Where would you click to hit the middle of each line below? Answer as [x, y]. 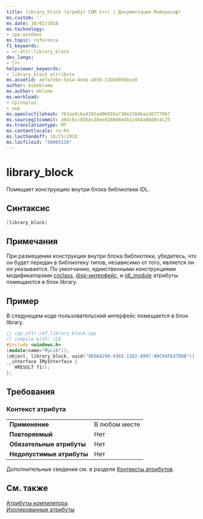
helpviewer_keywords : [34, 69]
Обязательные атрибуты [48, 444]
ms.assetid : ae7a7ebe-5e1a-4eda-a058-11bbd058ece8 [72, 80]
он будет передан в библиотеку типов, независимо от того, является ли [100, 263]
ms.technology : [26, 29]
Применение [29, 424]
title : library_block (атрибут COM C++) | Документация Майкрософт [94, 12]
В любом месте [117, 424]
